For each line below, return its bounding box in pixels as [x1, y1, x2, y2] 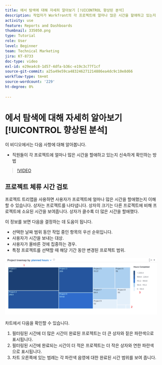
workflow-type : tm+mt [5, 74, 49, 79]
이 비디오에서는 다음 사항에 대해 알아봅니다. [5, 141, 87, 147]
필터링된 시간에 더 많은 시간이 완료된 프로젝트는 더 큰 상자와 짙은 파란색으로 [12, 330, 154, 336]
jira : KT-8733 [5, 54, 34, 59]
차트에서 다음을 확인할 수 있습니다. [5, 320, 70, 326]
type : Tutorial [5, 33, 36, 38]
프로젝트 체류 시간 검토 [5, 182, 69, 191]
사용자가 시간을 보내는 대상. [12, 235, 64, 241]
